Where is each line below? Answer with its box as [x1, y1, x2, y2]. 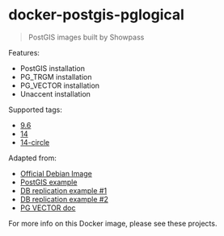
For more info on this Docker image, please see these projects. [8, 218, 218, 228]
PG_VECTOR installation [19, 81, 99, 90]
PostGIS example [19, 177, 78, 187]
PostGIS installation [19, 63, 85, 73]
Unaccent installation [19, 89, 91, 98]
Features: [8, 48, 40, 57]
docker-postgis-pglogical [8, 6, 184, 24]
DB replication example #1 [19, 185, 108, 195]
